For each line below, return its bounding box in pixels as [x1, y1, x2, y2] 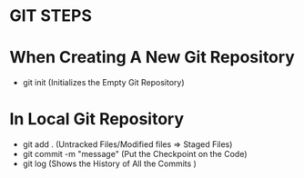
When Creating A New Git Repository [9, 47, 296, 68]
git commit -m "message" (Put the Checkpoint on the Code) [22, 149, 248, 160]
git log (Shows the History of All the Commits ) [22, 158, 198, 169]
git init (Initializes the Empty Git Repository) [22, 77, 185, 88]
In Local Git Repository [9, 109, 185, 130]
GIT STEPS [9, 5, 93, 26]
